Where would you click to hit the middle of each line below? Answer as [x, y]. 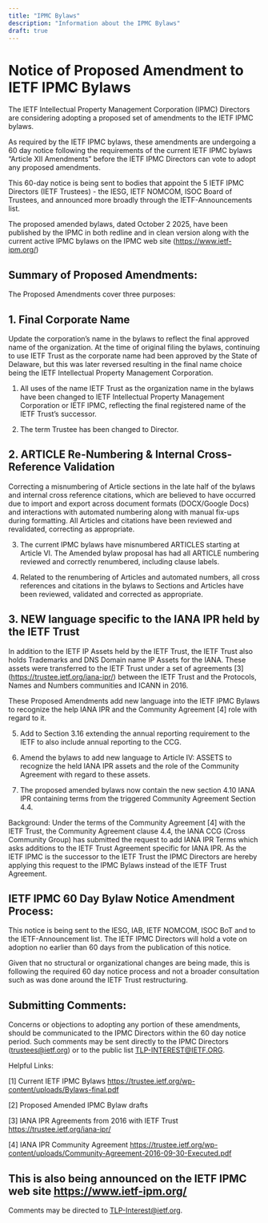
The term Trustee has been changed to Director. [99, 429]
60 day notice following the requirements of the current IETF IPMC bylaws [130, 151]
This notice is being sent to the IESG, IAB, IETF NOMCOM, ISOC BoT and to [132, 930]
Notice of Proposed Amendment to [126, 70]
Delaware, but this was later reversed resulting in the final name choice [125, 364]
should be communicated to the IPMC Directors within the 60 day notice [127, 1033]
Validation [89, 467]
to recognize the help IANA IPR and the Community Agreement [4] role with [133, 709]
